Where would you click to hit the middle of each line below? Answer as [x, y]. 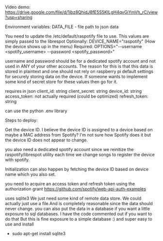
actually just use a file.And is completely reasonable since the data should [79, 203]
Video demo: [18, 7]
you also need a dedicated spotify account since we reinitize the [69, 149]
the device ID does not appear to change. [47, 140]
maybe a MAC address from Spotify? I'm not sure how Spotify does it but [78, 135]
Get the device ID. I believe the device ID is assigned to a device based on [79, 130]
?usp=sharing [19, 17]
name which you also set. [31, 174]
